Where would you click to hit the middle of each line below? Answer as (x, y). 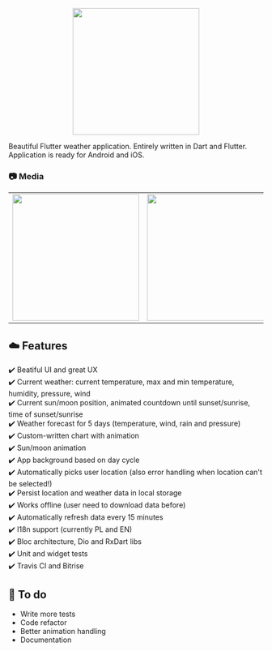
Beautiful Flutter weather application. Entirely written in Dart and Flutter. (128, 146)
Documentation (46, 640)
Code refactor (43, 622)
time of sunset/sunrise (46, 414)
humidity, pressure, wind (49, 394)
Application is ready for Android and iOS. (76, 155)
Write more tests (48, 614)
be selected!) (30, 484)
